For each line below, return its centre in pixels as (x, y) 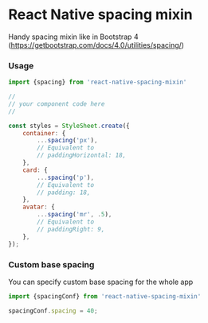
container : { (44, 133)
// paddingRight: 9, (71, 229)
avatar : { (39, 207)
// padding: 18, (64, 193)
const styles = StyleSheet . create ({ (69, 126)
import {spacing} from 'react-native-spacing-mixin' (98, 82)
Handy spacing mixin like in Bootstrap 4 (73, 37)
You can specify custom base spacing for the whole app (101, 282)
